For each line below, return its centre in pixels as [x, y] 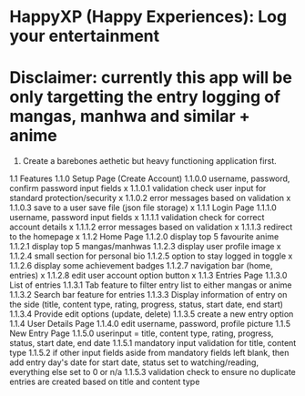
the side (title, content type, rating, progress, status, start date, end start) [147, 305]
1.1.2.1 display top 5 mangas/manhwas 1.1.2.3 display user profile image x [145, 247]
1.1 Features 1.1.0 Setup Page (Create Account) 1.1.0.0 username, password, [150, 178]
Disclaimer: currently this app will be [151, 78]
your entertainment [85, 36]
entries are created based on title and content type [105, 382]
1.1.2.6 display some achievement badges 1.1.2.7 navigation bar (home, [141, 266]
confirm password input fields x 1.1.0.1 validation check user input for [138, 188]
